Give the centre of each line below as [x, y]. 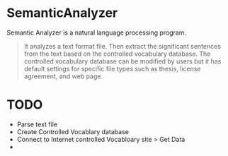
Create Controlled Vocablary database [73, 131]
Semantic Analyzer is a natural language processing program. [97, 32]
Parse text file [37, 124]
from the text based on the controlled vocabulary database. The [117, 54]
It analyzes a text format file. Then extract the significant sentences [122, 46]
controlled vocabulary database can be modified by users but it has [122, 61]
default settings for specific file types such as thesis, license [112, 68]
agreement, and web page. [63, 76]
